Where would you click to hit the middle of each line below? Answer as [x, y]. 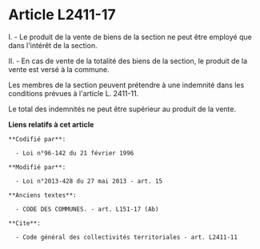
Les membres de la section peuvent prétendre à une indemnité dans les [126, 85]
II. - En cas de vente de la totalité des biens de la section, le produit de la [128, 61]
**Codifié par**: [37, 139]
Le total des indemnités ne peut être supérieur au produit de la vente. [122, 109]
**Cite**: [25, 223]
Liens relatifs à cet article [51, 124]
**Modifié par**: [37, 167]
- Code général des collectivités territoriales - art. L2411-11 [127, 237]
